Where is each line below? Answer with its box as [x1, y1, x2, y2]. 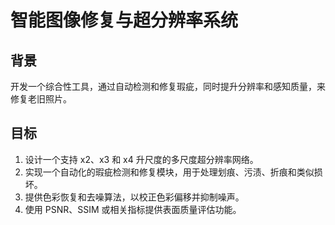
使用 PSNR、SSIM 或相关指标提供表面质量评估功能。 [24, 203, 242, 215]
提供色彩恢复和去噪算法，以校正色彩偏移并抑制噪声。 [24, 191, 245, 203]
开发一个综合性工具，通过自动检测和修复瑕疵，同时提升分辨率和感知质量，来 [10, 81, 326, 92]
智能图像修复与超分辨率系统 [10, 9, 239, 32]
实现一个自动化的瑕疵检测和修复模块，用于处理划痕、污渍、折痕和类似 [24, 166, 315, 178]
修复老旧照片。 [10, 93, 72, 105]
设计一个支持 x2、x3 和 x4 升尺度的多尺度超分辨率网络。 [24, 153, 259, 165]
